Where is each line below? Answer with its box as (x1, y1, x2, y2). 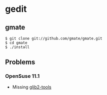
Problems (5, 58, 36, 66)
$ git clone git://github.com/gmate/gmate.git (5, 36, 103, 41)
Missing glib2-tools (12, 84, 52, 90)
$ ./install (5, 45, 30, 50)
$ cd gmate (5, 40, 28, 45)
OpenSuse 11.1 (5, 73, 40, 80)
